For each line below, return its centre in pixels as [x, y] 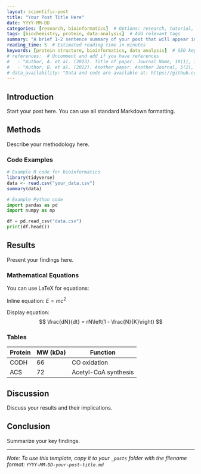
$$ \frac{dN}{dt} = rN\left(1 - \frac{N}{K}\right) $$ [101, 321]
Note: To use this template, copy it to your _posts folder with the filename [97, 458]
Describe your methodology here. [48, 144]
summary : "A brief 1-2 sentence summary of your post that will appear [98, 39]
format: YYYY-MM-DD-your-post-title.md [55, 464]
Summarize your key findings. [43, 441]
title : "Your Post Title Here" [46, 17]
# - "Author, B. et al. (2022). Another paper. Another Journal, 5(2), [101, 67]
